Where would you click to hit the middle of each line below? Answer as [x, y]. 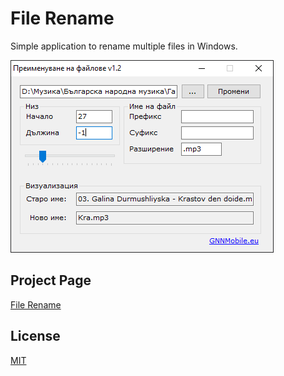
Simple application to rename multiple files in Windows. [124, 46]
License [35, 336]
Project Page [51, 280]
